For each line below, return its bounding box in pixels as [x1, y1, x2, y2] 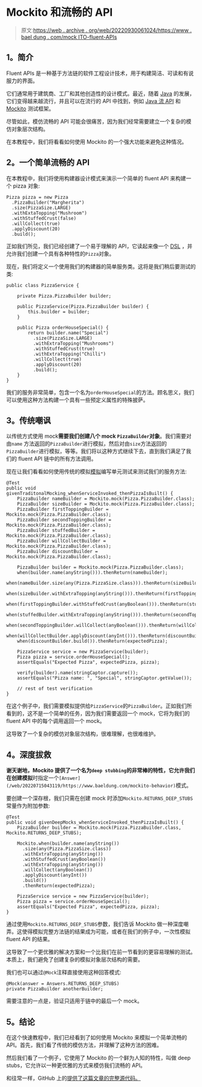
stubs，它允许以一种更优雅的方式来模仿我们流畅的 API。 [6, 1062, 146, 1069]
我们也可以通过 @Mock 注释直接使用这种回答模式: [6, 969, 121, 976]
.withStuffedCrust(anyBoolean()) [22, 857, 106, 863]
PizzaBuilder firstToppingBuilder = [17, 506, 109, 512]
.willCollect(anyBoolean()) [22, 867, 93, 873]
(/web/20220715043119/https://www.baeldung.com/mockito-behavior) [6, 783, 176, 789]
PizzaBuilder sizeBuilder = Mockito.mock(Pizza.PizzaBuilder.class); [17, 501, 195, 507]
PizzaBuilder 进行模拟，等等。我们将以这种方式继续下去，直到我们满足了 [6, 447, 186, 455]
